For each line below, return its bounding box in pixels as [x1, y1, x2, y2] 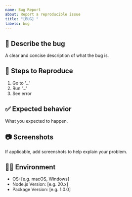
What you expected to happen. [5, 118, 68, 124]
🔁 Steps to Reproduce [5, 67, 73, 75]
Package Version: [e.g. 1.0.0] [12, 187, 71, 193]
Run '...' [12, 85, 28, 91]
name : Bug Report [5, 7, 41, 12]
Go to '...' [12, 80, 31, 86]
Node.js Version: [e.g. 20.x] [12, 181, 68, 187]
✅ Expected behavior [5, 105, 72, 113]
